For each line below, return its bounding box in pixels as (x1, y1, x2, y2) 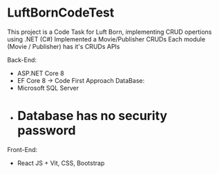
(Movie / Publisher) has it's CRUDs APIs (7, 42, 120, 50)
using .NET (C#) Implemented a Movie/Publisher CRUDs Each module (7, 35, 206, 43)
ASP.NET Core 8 (17, 69, 64, 77)
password (17, 123, 76, 139)
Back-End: (7, 55, 37, 64)
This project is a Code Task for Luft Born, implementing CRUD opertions (7, 28, 212, 36)
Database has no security (17, 108, 168, 124)
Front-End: (7, 145, 38, 153)
